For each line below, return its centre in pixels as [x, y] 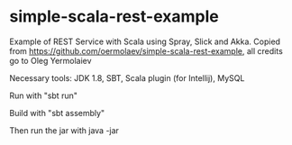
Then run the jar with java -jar [64, 130]
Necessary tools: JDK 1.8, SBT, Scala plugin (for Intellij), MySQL [127, 77]
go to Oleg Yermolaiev [50, 60]
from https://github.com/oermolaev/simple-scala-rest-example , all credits [146, 50]
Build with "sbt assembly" [57, 113]
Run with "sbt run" [44, 95]
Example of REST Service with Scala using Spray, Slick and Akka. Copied [145, 41]
